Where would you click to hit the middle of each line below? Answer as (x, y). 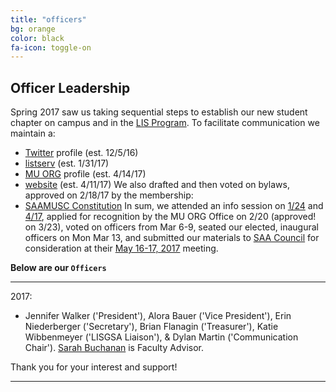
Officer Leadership (70, 87)
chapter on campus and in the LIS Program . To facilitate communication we (165, 123)
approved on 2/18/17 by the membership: (109, 195)
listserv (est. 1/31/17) (67, 163)
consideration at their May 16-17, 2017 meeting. (121, 248)
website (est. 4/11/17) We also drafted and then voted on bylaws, (157, 185)
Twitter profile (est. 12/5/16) (81, 153)
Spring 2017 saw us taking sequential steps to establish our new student (159, 112)
